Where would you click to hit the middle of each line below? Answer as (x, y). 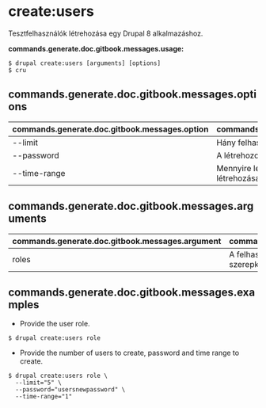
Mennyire (234, 168)
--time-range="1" (44, 397)
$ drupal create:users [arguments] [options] (84, 63)
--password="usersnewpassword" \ (70, 390)
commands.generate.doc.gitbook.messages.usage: (96, 48)
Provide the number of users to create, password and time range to (129, 353)
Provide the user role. (55, 324)
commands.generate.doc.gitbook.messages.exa (132, 292)
